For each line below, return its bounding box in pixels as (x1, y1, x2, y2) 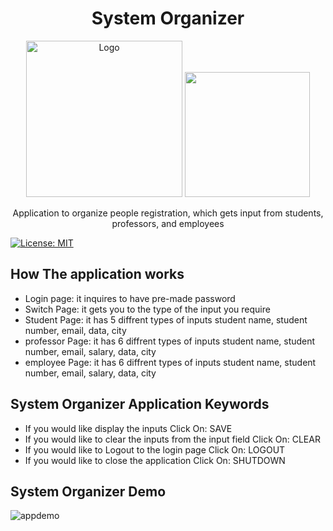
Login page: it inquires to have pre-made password (24, 292, 236, 304)
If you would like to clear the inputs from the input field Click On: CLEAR (24, 433, 321, 445)
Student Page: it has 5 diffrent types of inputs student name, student (24, 313, 308, 326)
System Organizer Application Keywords (10, 396, 270, 413)
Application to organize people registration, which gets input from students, (12, 207, 324, 219)
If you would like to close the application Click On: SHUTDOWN (24, 454, 286, 466)
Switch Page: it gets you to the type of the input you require (24, 303, 271, 315)
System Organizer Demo (10, 483, 167, 500)
